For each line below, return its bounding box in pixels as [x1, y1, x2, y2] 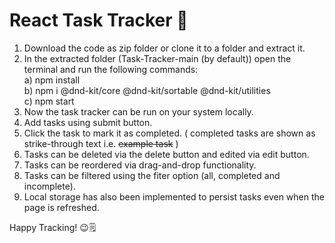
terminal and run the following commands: [23, 63, 199, 75]
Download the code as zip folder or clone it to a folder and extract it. [23, 42, 306, 54]
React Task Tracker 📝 [9, 9, 189, 32]
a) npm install [23, 74, 81, 86]
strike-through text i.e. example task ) [23, 137, 179, 149]
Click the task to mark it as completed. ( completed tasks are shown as [23, 127, 316, 139]
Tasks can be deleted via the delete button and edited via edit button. [23, 148, 310, 160]
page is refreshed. [23, 201, 100, 213]
